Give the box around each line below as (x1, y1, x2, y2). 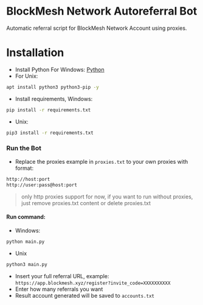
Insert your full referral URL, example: (15, 272, 109, 279)
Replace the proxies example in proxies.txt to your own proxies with (15, 158, 188, 165)
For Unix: (15, 72, 38, 80)
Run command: (6, 213, 46, 220)
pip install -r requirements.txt (6, 107, 91, 113)
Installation (6, 46, 64, 60)
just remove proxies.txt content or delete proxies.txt (21, 199, 151, 206)
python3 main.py (6, 261, 47, 267)
